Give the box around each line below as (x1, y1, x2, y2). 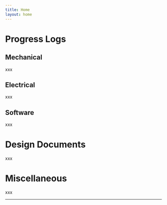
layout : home (5, 12, 32, 17)
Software (5, 108, 34, 117)
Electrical (5, 81, 35, 89)
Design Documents (5, 139, 86, 150)
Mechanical (5, 53, 42, 62)
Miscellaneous (5, 173, 67, 184)
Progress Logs (5, 33, 66, 45)
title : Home (5, 7, 30, 12)
